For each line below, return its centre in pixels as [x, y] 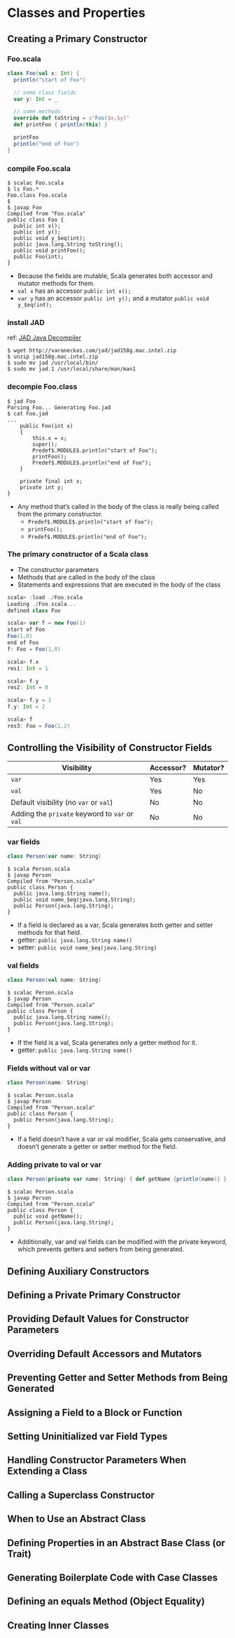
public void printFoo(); [50, 251]
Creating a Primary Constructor [77, 39]
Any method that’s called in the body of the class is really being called [118, 506]
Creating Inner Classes [58, 1625]
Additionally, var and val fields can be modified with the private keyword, [122, 1242]
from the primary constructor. [60, 514]
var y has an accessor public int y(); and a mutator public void [113, 298]
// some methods [37, 112]
